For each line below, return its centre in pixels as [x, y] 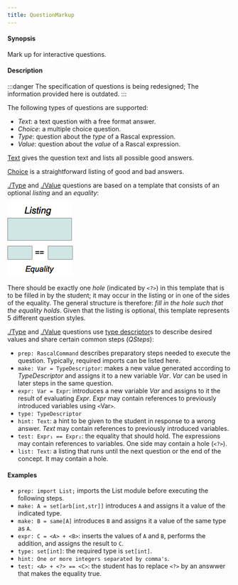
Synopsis [22, 38]
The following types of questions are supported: [78, 108]
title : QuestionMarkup [41, 15]
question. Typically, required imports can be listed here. [99, 361]
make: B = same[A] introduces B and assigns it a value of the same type [122, 521]
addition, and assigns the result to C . [71, 544]
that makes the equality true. [59, 574]
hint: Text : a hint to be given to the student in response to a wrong [116, 421]
